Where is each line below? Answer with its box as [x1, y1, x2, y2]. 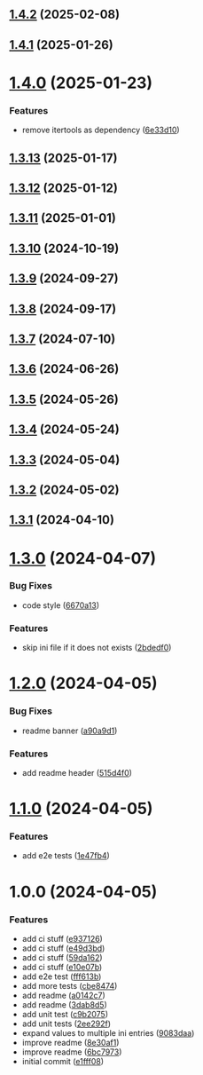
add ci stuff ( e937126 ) [21, 933, 104, 944]
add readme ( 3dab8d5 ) [21, 999, 108, 1010]
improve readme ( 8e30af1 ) [21, 1037, 120, 1047]
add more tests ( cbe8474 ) [21, 980, 118, 991]
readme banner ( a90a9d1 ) [21, 725, 118, 736]
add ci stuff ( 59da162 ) [21, 952, 104, 962]
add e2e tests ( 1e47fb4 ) [21, 850, 111, 861]
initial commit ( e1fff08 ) [21, 1055, 105, 1066]
